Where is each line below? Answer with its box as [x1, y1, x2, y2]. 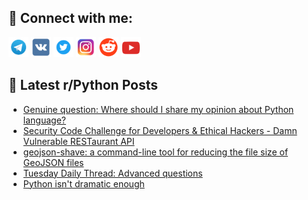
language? [22, 114, 66, 126]
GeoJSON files [22, 156, 85, 168]
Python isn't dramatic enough [22, 177, 145, 190]
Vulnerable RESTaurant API [22, 135, 135, 147]
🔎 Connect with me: [8, 10, 133, 27]
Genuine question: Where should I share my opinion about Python [22, 103, 295, 115]
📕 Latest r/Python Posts [8, 77, 159, 94]
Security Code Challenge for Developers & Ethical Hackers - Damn [22, 124, 298, 136]
